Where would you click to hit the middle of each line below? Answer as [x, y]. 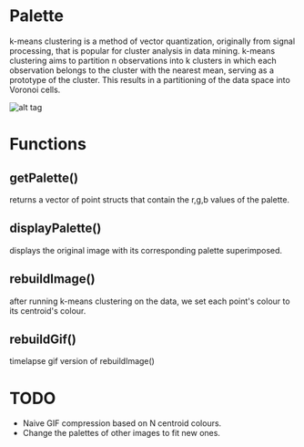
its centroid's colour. [48, 310]
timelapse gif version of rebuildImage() [82, 361]
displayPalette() [56, 229]
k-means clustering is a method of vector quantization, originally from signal [152, 41]
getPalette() [44, 177]
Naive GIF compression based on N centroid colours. [122, 423]
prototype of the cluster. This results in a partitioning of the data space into [150, 79]
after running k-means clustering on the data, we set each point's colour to [150, 301]
